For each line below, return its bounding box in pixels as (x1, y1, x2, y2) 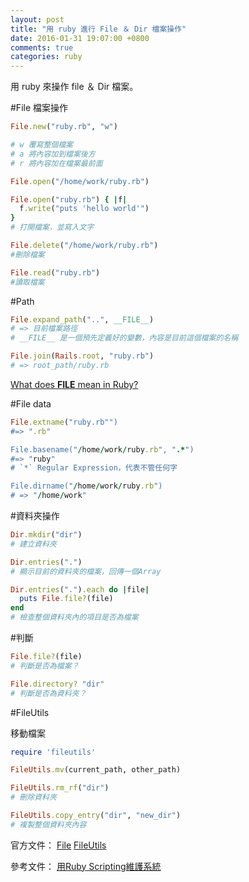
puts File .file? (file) (19, 594, 114, 604)
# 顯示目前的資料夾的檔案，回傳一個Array (10, 566, 162, 576)
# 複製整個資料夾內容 (10, 819, 87, 830)
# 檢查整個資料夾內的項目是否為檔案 (10, 612, 139, 623)
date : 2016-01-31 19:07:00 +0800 (10, 33, 150, 43)
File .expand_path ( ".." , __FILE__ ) (10, 314, 155, 325)
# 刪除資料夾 (10, 792, 57, 803)
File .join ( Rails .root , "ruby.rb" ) (10, 351, 155, 361)
